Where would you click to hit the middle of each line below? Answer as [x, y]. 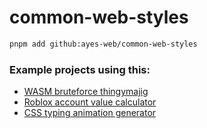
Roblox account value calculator [90, 102]
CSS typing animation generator [90, 113]
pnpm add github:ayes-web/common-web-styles [103, 44]
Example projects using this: [80, 69]
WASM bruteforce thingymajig [86, 92]
